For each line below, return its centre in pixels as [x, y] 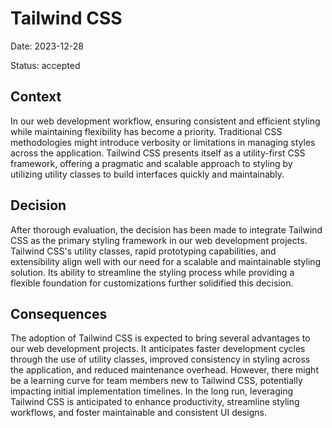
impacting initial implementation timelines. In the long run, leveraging [152, 391]
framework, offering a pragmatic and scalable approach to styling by [151, 163]
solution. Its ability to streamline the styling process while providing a [152, 272]
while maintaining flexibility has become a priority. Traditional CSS [146, 131]
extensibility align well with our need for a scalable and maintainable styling [166, 261]
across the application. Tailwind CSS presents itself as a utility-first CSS [158, 153]
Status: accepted [45, 65]
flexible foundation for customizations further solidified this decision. [152, 283]
